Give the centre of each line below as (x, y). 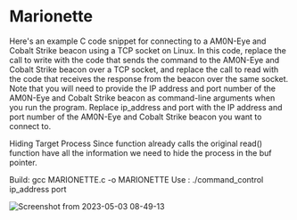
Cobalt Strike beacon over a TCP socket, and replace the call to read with (144, 69)
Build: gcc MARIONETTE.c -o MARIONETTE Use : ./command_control (136, 179)
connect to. (30, 126)
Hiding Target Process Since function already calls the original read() (136, 143)
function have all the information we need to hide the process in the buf (140, 152)
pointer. (23, 162)
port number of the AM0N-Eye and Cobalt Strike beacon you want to (136, 117)
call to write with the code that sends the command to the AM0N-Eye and (144, 60)
